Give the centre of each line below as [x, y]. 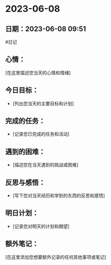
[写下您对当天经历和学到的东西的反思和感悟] [59, 195]
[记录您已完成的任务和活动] [41, 134]
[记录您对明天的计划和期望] [41, 226]
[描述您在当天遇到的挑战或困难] [45, 165]
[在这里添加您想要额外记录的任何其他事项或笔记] [56, 257]
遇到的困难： [25, 152]
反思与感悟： [25, 183]
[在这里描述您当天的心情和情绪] [38, 73]
